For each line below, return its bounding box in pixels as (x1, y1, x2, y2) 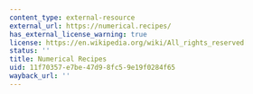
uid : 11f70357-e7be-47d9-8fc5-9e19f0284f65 (9, 64, 176, 73)
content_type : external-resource (9, 13, 136, 22)
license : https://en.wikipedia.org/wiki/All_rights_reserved (9, 38, 245, 47)
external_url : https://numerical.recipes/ (9, 21, 172, 30)
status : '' (9, 47, 51, 56)
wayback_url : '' (9, 72, 70, 81)
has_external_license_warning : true (9, 30, 147, 38)
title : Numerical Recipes (9, 55, 107, 64)
